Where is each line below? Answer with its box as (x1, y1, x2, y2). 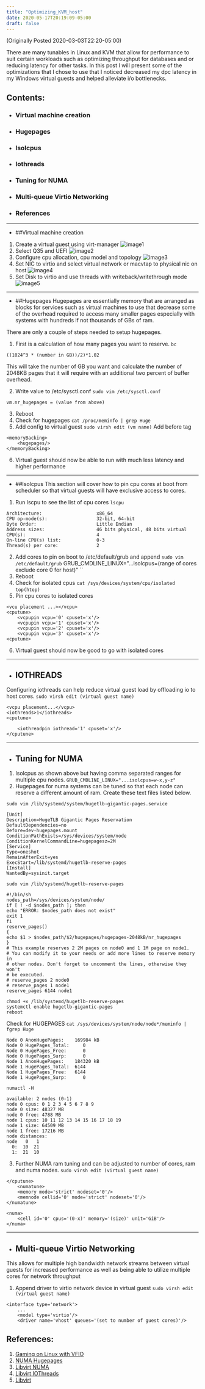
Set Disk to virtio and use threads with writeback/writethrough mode (15, 273, 187, 280)
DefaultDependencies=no (6, 822, 67, 829)
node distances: (6, 1133, 48, 1139)
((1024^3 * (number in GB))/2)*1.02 (6, 352, 99, 358)
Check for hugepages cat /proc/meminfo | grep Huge (15, 416, 151, 424)
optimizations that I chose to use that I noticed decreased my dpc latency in (6, 68, 197, 76)
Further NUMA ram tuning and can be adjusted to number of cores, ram (15, 1160, 195, 1167)
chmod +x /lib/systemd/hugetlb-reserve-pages (6, 999, 124, 1005)
